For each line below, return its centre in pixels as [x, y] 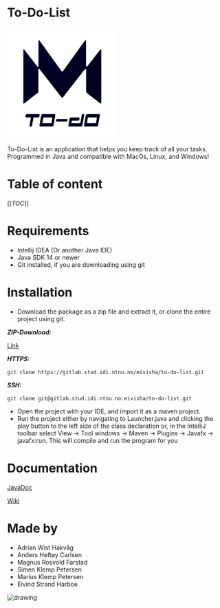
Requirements [48, 231]
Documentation [53, 468]
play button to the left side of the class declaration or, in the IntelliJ [111, 426]
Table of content [55, 184]
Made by [33, 528]
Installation [40, 292]
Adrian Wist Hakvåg [45, 547]
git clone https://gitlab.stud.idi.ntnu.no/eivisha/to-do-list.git [106, 372]
